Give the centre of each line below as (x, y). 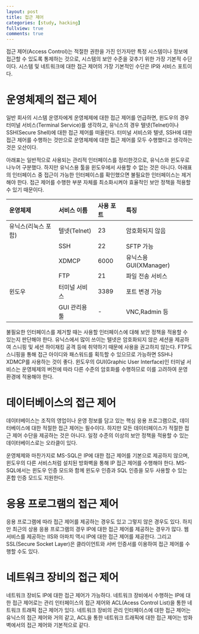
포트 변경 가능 (144, 292)
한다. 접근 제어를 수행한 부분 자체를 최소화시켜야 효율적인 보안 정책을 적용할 (104, 183)
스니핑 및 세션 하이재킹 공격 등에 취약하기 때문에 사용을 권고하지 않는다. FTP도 (102, 347)
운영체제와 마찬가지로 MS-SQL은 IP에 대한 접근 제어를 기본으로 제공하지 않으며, (98, 455)
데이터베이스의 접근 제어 (61, 403)
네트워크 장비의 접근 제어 (62, 578)
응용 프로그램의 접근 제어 (62, 504)
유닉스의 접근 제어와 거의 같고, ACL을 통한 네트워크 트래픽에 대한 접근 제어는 (94, 617)
